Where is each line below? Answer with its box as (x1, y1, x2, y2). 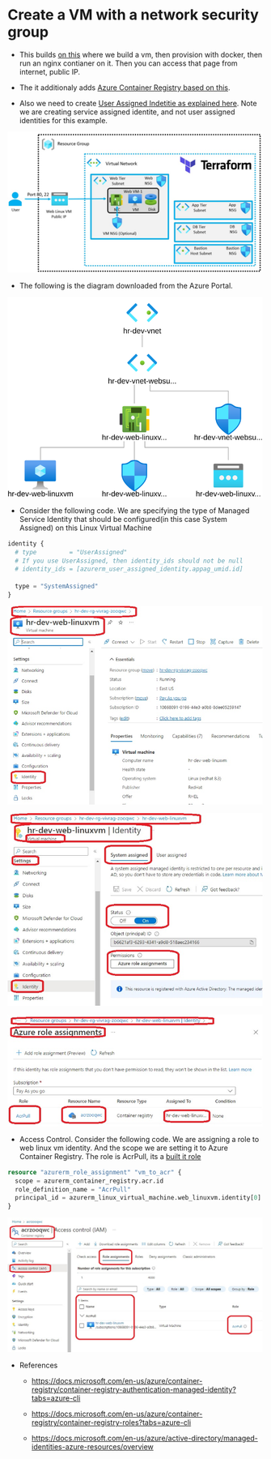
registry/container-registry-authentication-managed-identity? (31, 1384, 236, 1395)
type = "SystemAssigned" (15, 582, 99, 591)
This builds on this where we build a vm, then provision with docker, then (19, 49, 263, 59)
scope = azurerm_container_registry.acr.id (15, 1177, 163, 1185)
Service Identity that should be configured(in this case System (19, 514, 228, 524)
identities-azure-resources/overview (31, 1442, 155, 1452)
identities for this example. (19, 115, 108, 125)
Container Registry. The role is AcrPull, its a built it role (19, 1151, 201, 1161)
